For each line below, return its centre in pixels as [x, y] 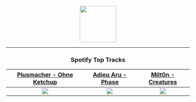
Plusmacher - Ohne [45, 75]
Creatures [163, 82]
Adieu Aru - [110, 75]
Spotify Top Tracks [98, 59]
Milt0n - [163, 75]
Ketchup [45, 82]
